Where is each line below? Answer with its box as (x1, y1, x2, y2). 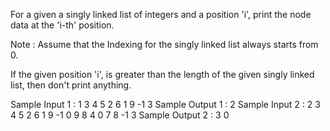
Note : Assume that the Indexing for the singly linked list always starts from (10, 39, 319, 50)
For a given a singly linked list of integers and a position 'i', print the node (10, 9, 312, 20)
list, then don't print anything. (10, 79, 132, 91)
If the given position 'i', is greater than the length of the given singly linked (10, 69, 315, 80)
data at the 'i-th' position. (10, 19, 115, 31)
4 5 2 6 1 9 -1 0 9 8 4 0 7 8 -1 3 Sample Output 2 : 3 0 (10, 109, 230, 121)
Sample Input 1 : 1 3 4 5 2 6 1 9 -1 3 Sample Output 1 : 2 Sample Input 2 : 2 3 (10, 99, 321, 110)
